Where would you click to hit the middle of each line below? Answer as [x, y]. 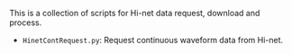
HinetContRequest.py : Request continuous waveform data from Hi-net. [153, 40]
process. [26, 22]
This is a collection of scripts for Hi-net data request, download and [135, 13]
